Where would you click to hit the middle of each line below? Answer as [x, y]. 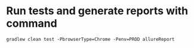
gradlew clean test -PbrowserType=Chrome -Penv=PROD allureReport [90, 39]
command [32, 23]
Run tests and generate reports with [97, 11]
